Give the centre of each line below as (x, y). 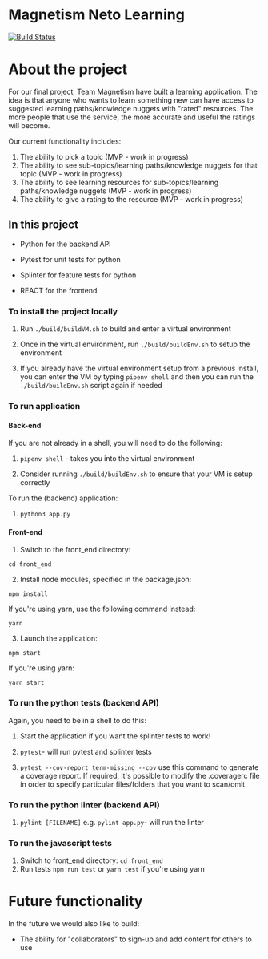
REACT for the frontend (58, 290)
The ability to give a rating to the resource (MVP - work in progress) (132, 199)
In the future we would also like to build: (74, 924)
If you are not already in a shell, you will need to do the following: (115, 443)
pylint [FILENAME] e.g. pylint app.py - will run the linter (112, 822)
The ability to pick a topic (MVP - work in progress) (104, 156)
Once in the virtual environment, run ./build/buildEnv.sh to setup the (135, 344)
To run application (44, 406)
